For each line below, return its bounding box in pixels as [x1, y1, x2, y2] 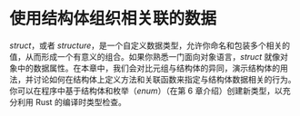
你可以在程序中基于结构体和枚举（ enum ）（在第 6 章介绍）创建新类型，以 [9, 85, 284, 96]
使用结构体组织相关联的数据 [9, 8, 217, 29]
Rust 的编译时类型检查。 [35, 96, 127, 107]
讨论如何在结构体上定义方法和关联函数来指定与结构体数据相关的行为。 [33, 73, 296, 84]
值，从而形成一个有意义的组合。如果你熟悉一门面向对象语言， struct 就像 [9, 51, 281, 62]
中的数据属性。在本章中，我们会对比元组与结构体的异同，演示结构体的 [16, 63, 280, 73]
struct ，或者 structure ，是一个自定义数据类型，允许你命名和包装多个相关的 [9, 40, 291, 51]
